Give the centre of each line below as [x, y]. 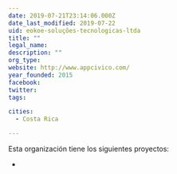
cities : [21, 112]
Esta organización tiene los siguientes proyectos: [89, 149]
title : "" [25, 38]
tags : [17, 97]
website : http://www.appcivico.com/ [69, 68]
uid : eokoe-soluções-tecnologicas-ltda [75, 30]
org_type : [25, 61]
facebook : [25, 82]
